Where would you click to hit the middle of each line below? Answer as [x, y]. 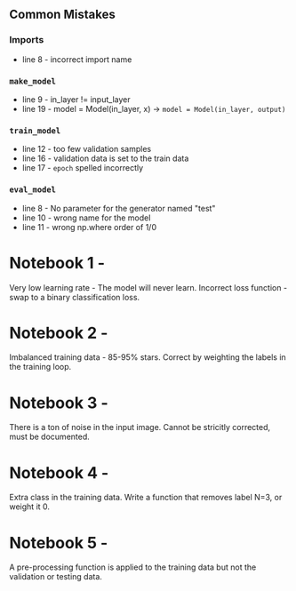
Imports [27, 40]
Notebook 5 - [59, 543]
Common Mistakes [62, 15]
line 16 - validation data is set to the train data [105, 158]
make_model [32, 81]
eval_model [32, 190]
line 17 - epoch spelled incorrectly [83, 168]
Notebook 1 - [57, 263]
